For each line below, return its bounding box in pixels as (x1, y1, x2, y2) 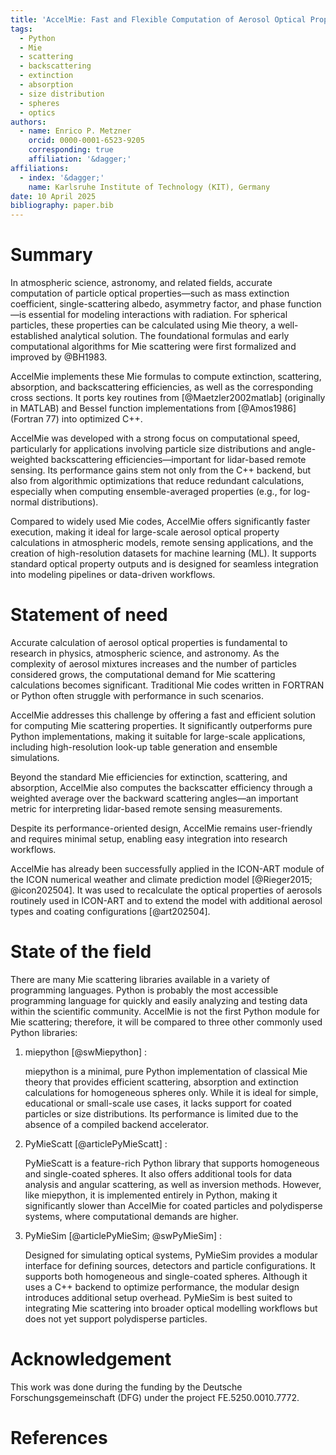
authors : (10, 117, 47, 127)
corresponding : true (28, 145, 114, 155)
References (10, 1427, 108, 1450)
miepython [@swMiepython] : (24, 1046, 148, 1058)
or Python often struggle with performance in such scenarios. (10, 690, 264, 701)
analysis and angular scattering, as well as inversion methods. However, (24, 1178, 322, 1190)
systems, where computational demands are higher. (24, 1210, 239, 1222)
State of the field (10, 941, 152, 963)
